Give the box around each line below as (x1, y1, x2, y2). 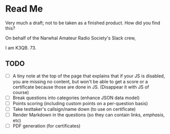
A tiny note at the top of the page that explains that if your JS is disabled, (12, 73, 165, 79)
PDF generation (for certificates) (12, 123, 81, 129)
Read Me (5, 3, 43, 15)
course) (12, 89, 29, 95)
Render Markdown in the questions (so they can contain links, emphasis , (12, 112, 165, 118)
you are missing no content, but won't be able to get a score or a (12, 78, 148, 84)
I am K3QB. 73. (5, 44, 37, 51)
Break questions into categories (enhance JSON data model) (12, 95, 140, 101)
